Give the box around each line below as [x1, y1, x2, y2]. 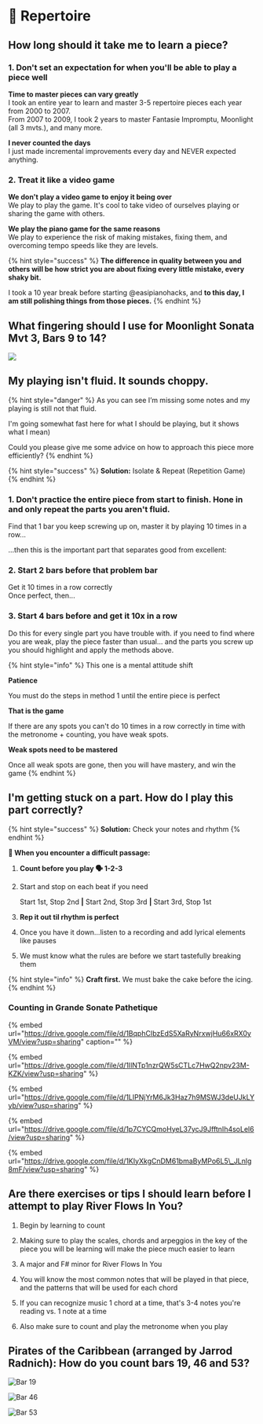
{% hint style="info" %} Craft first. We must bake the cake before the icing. [8, 974, 254, 984]
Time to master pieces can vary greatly [8, 90, 139, 99]
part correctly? [8, 804, 84, 817]
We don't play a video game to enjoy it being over [8, 192, 173, 202]
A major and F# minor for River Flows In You [19, 1259, 163, 1268]
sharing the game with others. [8, 209, 105, 218]
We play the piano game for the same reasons [8, 224, 161, 234]
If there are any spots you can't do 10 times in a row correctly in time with [8, 721, 246, 730]
